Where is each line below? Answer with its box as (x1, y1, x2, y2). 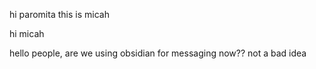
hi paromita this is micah (9, 9, 110, 20)
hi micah (9, 28, 45, 39)
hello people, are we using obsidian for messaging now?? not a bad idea (9, 47, 307, 59)
